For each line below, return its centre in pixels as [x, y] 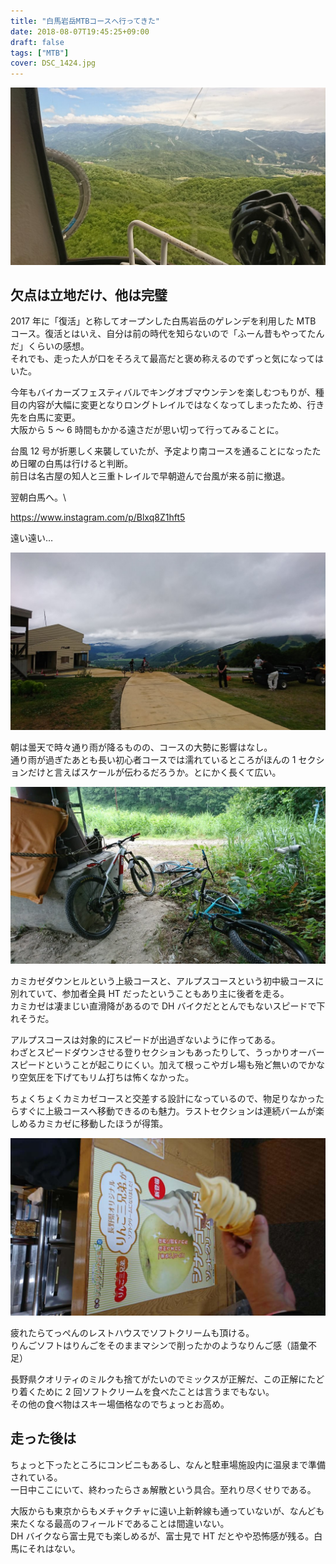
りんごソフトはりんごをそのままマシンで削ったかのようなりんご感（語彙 [159, 1345]
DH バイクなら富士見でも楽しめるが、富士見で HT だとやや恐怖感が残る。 [162, 1536]
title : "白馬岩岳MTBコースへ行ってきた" [85, 21]
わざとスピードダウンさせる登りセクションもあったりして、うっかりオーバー [167, 1052]
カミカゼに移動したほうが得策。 [102, 1124]
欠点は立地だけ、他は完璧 [89, 295]
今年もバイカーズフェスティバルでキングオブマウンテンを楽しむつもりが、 [163, 392]
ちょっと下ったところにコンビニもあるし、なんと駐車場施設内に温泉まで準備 [168, 1464]
